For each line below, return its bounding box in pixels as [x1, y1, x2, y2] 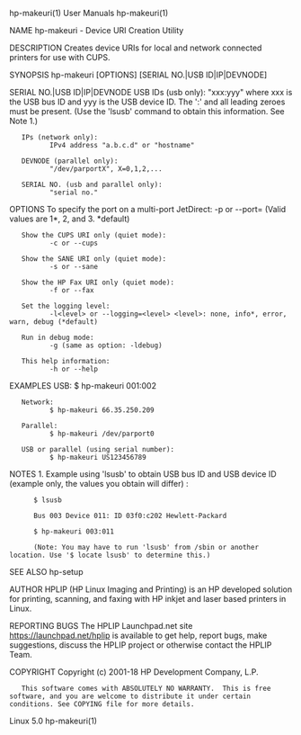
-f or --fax [49, 286, 94, 295]
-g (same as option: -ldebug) [49, 341, 164, 350]
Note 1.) [9, 116, 39, 126]
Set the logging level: [21, 301, 111, 310]
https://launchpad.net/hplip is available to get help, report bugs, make [9, 630, 268, 641]
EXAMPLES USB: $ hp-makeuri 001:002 [9, 381, 157, 390]
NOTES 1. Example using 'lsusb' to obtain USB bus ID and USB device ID [9, 469, 277, 480]
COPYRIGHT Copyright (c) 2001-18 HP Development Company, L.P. [9, 667, 259, 677]
